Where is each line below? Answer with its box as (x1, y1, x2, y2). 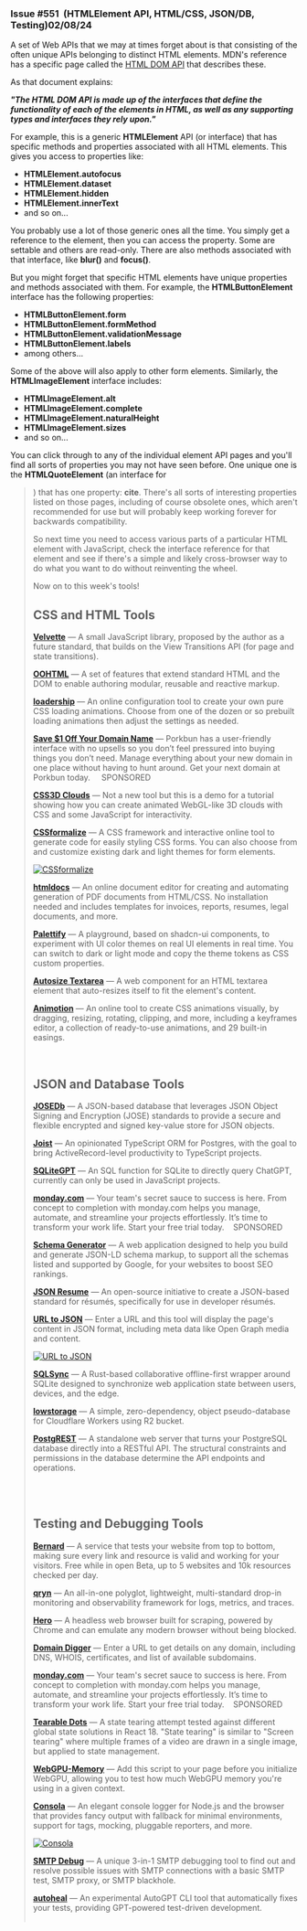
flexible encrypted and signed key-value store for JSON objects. (32, 1119, 275, 1131)
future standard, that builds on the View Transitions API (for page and (32, 641, 295, 652)
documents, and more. (32, 911, 119, 922)
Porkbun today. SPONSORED (32, 772, 152, 784)
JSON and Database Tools (32, 1076, 185, 1092)
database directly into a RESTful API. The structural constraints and (32, 1443, 287, 1454)
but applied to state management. (32, 1745, 161, 1756)
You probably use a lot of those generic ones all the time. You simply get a (10, 225, 291, 236)
